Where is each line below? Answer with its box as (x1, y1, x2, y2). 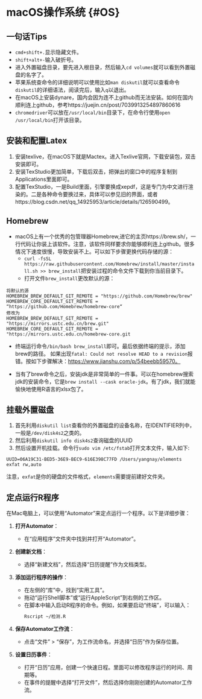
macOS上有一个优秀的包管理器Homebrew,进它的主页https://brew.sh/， (14, 233, 191, 240)
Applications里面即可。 (14, 176, 73, 183)
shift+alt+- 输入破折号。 (14, 56, 77, 63)
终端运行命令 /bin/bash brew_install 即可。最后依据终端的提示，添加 (14, 342, 186, 350)
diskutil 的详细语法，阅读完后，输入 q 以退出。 (14, 86, 130, 93)
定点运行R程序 (6, 492, 59, 502)
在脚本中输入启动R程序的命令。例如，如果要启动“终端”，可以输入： (24, 601, 191, 609)
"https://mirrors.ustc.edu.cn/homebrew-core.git (6, 331, 131, 337)
